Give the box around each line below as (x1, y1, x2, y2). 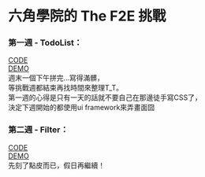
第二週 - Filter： (8, 124, 69, 135)
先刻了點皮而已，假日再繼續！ (8, 160, 105, 170)
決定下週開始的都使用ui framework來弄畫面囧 (8, 103, 155, 112)
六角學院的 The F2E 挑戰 (8, 7, 166, 25)
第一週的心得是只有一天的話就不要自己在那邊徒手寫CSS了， (8, 93, 203, 102)
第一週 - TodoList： (8, 37, 83, 48)
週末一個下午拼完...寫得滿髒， (8, 73, 105, 83)
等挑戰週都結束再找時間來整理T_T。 (8, 83, 124, 93)
